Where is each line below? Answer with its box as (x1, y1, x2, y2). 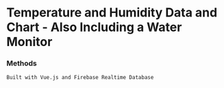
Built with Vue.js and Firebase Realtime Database (6, 74, 154, 81)
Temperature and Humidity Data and (6, 5, 218, 21)
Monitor (6, 34, 53, 49)
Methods (6, 58, 37, 68)
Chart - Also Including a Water (6, 19, 182, 35)
